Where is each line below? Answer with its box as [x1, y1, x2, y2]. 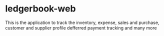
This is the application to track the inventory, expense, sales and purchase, [5, 19, 159, 25]
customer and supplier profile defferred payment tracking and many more [5, 24, 157, 30]
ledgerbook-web [5, 3, 76, 14]
